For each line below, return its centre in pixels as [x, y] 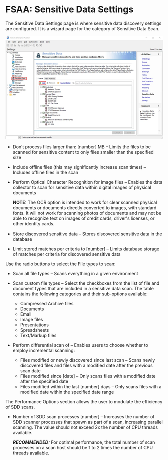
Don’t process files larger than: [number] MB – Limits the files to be [82, 147]
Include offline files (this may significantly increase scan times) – [79, 167]
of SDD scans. [20, 407]
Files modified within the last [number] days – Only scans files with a [91, 386]
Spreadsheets [34, 330]
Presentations [34, 325]
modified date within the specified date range [67, 392]
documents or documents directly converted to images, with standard [85, 208]
